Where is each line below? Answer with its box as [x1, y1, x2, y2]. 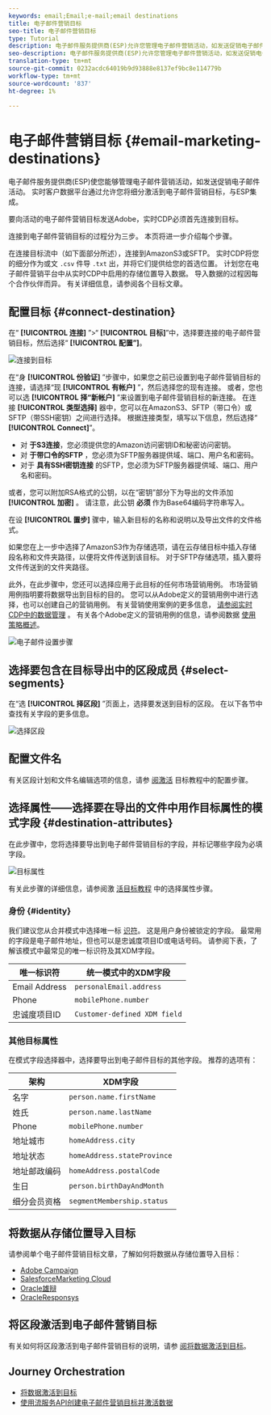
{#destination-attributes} [42, 816, 173, 830]
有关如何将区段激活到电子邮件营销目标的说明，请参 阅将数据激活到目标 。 [8, 1341, 251, 1350]
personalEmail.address [74, 982, 162, 991]
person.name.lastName [69, 1108, 152, 1117]
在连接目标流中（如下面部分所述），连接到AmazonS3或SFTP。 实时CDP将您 [8, 248, 260, 259]
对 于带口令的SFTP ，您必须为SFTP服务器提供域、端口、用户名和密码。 [19, 450, 258, 460]
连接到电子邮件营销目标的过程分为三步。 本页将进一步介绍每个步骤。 [8, 231, 236, 241]
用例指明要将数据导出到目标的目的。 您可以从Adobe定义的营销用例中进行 [8, 589, 252, 599]
